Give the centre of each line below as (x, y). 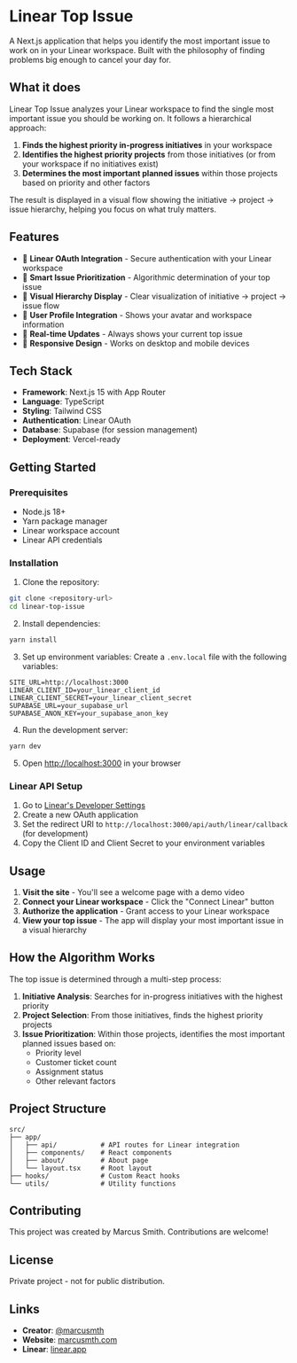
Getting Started (53, 467)
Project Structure (58, 1109)
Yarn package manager (65, 521)
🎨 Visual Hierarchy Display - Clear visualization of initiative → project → (154, 296)
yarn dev (25, 746)
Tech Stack (41, 371)
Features (34, 237)
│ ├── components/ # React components (91, 1153)
